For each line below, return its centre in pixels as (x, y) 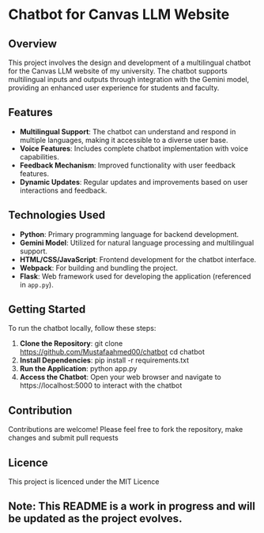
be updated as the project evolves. (95, 519)
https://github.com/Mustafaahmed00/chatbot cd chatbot (112, 352)
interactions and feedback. (63, 190)
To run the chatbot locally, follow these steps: (82, 328)
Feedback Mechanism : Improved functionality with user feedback (127, 165)
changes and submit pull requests (63, 438)
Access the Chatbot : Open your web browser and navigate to (120, 377)
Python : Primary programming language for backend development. (129, 234)
